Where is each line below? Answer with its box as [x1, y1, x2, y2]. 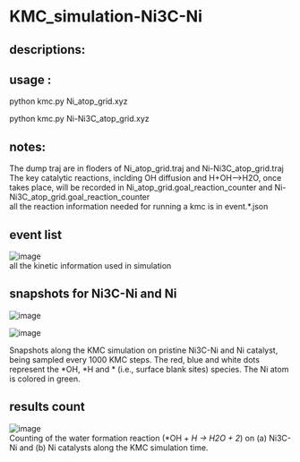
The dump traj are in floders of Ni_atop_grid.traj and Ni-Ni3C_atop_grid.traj [9, 163, 284, 174]
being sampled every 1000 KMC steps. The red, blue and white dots [9, 354, 260, 364]
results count [9, 399, 85, 415]
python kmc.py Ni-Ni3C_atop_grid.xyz [9, 114, 150, 124]
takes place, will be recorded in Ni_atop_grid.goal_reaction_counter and [9, 182, 273, 193]
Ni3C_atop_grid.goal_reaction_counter [9, 192, 150, 202]
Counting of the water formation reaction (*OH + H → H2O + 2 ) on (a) [9, 432, 267, 443]
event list [9, 227, 63, 243]
